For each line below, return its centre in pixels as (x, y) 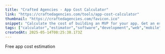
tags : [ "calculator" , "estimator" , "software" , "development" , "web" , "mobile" (83, 28)
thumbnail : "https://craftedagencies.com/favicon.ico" (62, 19)
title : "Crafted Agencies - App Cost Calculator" (57, 10)
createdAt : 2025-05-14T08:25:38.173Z (44, 32)
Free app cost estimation (30, 46)
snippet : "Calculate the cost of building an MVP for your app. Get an (80, 23)
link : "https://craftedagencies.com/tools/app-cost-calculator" (72, 14)
